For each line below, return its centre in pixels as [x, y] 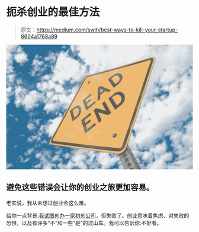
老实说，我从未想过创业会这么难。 [48, 203]
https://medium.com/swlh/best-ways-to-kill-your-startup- [107, 30]
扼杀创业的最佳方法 [53, 12]
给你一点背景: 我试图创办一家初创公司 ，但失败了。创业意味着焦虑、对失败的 [98, 215]
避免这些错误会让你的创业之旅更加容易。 [80, 187]
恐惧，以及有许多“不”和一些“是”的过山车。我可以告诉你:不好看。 [84, 223]
